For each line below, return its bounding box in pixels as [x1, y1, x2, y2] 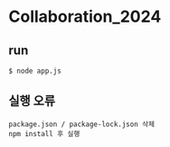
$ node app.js [8, 66, 62, 75]
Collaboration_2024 [8, 6, 162, 27]
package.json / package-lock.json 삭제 [8, 120, 156, 129]
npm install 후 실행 [8, 129, 80, 138]
